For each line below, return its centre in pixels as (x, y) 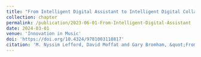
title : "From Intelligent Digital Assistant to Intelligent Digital (93, 12)
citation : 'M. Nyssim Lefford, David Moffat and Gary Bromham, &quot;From (101, 45)
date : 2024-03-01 (28, 28)
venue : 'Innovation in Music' (44, 34)
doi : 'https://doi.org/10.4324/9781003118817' (65, 39)
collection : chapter (32, 17)
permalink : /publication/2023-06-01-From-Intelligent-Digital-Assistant (99, 23)
